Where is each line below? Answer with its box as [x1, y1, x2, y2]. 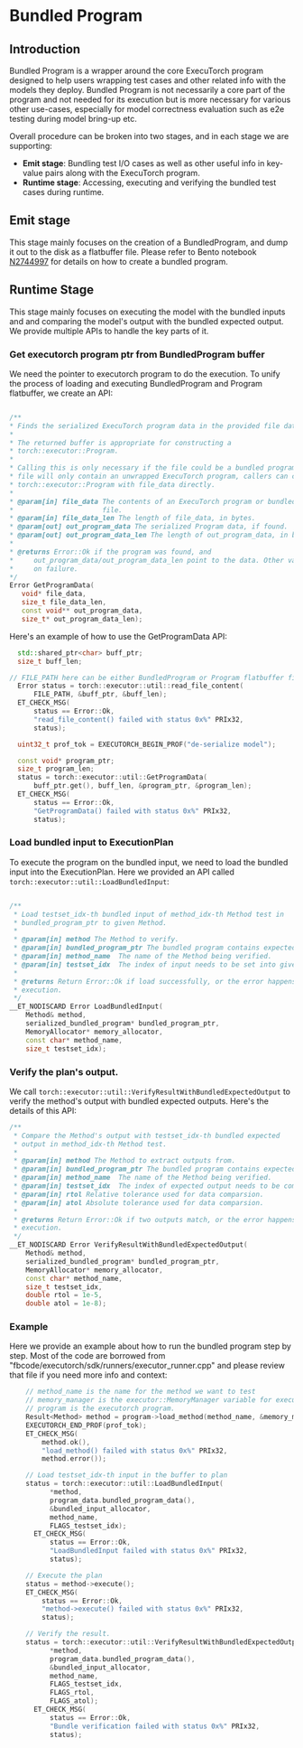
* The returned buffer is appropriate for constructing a [9, 438, 232, 447]
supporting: [9, 141, 52, 151]
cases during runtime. [22, 187, 105, 197]
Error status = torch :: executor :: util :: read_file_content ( [17, 681, 244, 691]
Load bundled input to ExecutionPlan [9, 837, 174, 849]
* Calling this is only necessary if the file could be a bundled [9, 463, 264, 472]
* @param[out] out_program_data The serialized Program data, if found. [9, 522, 289, 531]
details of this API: [9, 1105, 77, 1116]
